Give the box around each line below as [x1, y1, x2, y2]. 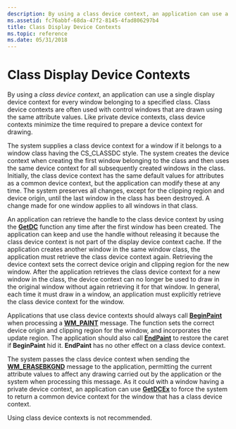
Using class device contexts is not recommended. [7, 413, 153, 422]
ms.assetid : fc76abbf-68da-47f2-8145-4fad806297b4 [7, 17, 159, 24]
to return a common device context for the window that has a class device [7, 392, 223, 401]
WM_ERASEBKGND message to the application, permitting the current [7, 363, 213, 371]
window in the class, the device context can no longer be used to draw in [7, 275, 220, 284]
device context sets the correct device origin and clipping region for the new [7, 260, 230, 269]
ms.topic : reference [7, 30, 68, 37]
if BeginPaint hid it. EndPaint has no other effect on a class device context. [7, 342, 226, 350]
